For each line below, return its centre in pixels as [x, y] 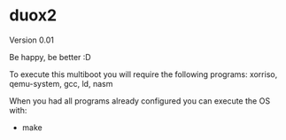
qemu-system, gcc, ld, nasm [61, 83]
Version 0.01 [32, 40]
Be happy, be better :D [50, 57]
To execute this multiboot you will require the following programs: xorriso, [143, 74]
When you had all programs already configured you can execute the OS [140, 101]
